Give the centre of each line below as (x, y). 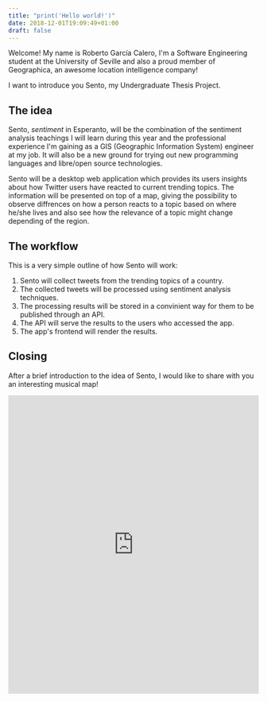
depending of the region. (49, 221)
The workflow (43, 246)
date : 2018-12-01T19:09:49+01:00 (64, 23)
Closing (28, 356)
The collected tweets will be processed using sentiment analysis (125, 289)
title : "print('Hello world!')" (62, 16)
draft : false (30, 30)
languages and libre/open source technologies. (85, 163)
